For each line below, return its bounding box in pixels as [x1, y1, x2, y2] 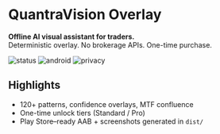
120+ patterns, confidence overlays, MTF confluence [19, 99, 194, 109]
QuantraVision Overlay [8, 6, 162, 24]
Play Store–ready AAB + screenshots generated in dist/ [19, 117, 204, 126]
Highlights [8, 78, 61, 92]
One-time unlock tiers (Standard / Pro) [19, 108, 145, 117]
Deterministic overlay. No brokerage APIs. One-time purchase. [8, 40, 213, 49]
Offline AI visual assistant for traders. [8, 32, 135, 41]
